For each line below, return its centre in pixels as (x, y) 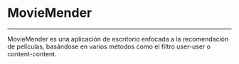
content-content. (32, 53)
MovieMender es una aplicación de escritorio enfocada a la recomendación (118, 39)
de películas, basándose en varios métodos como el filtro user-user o (109, 46)
